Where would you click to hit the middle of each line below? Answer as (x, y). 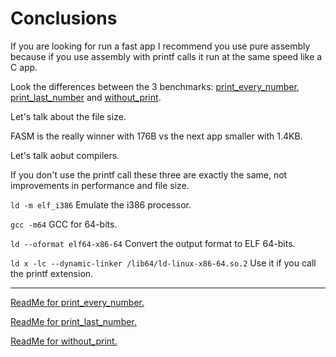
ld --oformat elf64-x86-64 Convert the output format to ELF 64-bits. (153, 243)
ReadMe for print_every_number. (77, 302)
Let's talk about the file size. (68, 116)
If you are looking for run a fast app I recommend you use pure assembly (160, 46)
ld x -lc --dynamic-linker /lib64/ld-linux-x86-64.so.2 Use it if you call (163, 263)
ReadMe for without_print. (64, 341)
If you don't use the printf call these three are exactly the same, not (149, 174)
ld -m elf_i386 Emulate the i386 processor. (101, 204)
